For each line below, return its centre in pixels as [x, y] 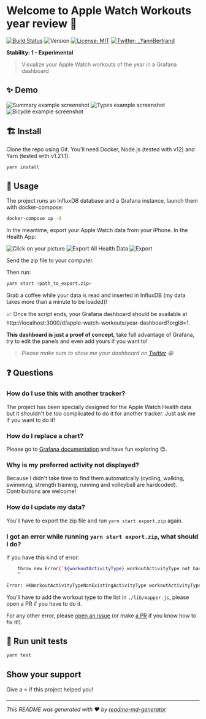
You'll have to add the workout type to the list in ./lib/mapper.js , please [98, 597]
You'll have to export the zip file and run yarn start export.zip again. [95, 521]
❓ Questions [30, 373]
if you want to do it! [31, 420]
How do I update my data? [46, 507]
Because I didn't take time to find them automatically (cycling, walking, [96, 478]
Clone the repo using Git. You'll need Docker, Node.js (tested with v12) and [101, 149]
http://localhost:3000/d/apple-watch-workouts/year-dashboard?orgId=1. [98, 323]
